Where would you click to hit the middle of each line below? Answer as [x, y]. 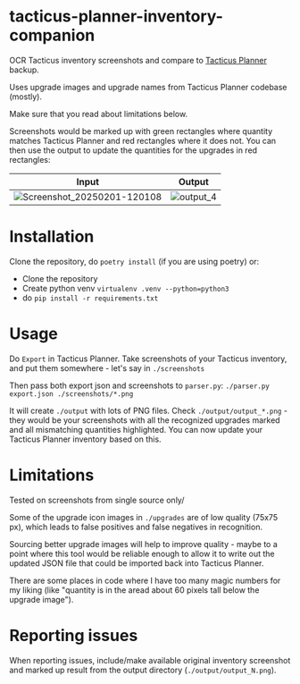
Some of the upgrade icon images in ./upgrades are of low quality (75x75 [144, 517]
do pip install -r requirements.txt [90, 298]
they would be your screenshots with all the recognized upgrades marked [145, 420]
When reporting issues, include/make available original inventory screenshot [150, 660]
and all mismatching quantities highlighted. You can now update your [136, 429]
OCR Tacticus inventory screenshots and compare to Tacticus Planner [138, 60]
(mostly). [26, 97]
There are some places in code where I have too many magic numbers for [145, 580]
